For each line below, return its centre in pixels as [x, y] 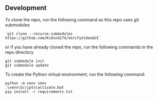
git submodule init [25, 61]
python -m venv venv [26, 83]
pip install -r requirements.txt [39, 92]
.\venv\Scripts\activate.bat [35, 87]
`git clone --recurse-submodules [39, 33]
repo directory [19, 52]
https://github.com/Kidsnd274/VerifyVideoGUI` [53, 38]
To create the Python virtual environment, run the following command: [75, 74]
